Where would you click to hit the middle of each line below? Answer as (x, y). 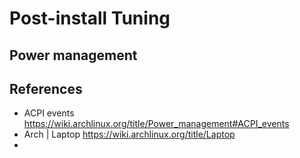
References (46, 88)
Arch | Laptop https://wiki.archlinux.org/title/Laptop (129, 134)
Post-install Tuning (90, 18)
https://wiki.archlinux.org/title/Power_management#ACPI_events (156, 124)
